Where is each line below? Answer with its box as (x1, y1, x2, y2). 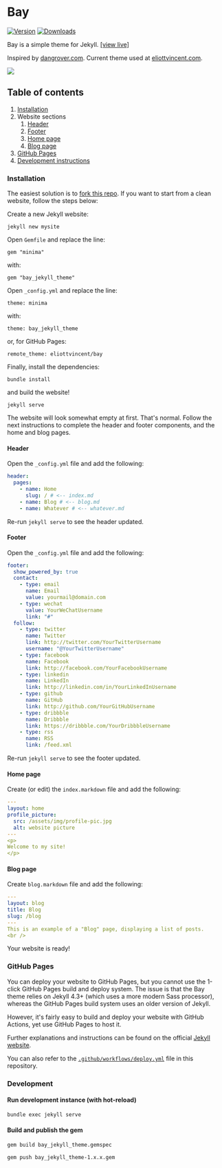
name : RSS (25, 735, 54, 742)
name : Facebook (25, 658, 69, 665)
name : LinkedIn (25, 677, 69, 684)
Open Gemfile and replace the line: (7, 235, 105, 244)
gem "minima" (7, 249, 45, 256)
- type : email (19, 581, 60, 588)
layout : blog (7, 900, 45, 907)
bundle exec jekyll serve (7, 1111, 81, 1118)
